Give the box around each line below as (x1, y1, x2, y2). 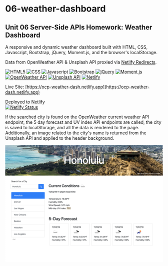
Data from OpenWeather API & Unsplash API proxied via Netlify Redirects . (5, 59, 157, 65)
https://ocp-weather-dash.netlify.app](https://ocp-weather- (26, 84, 150, 90)
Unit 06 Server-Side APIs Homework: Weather (5, 23, 152, 32)
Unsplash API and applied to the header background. (5, 135, 114, 141)
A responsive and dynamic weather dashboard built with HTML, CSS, (5, 44, 148, 50)
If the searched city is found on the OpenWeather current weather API (5, 114, 149, 120)
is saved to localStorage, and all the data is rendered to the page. (5, 125, 139, 130)
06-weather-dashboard (5, 3, 106, 15)
